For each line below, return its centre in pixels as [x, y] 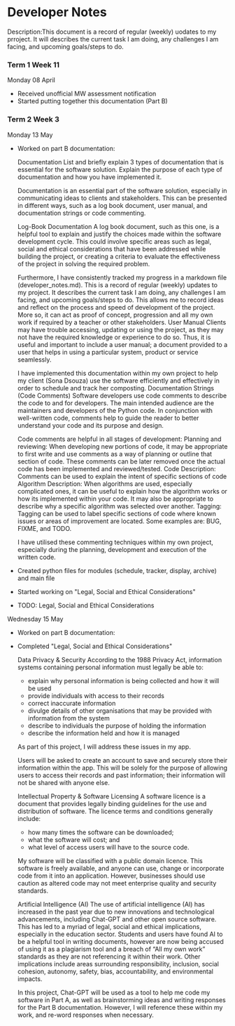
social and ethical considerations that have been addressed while [112, 249]
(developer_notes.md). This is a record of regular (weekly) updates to [117, 284]
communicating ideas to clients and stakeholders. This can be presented [122, 198]
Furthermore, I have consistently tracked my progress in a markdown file [122, 277]
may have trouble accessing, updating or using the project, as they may [120, 329]
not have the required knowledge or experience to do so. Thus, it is [114, 337]
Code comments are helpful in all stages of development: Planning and [119, 439]
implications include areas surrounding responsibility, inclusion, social [118, 963]
